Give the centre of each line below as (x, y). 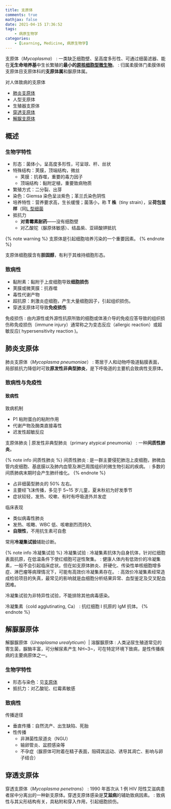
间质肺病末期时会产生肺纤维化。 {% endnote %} (55, 473)
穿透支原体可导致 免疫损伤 (39, 307)
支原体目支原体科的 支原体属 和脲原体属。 (48, 71)
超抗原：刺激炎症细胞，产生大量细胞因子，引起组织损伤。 (73, 301)
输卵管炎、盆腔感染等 (42, 745)
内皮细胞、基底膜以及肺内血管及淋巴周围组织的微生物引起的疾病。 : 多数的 (87, 466)
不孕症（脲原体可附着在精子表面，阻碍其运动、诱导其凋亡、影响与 (89, 751)
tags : (11, 29)
